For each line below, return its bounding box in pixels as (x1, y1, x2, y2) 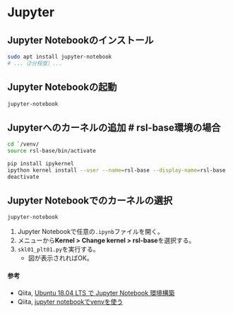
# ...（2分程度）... (7, 59, 62, 67)
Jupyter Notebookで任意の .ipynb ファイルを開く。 (17, 228, 164, 236)
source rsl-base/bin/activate (7, 148, 97, 155)
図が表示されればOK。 (28, 254, 93, 262)
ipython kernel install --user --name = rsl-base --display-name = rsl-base (7, 167, 226, 174)
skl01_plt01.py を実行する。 (17, 245, 100, 254)
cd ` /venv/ (7, 141, 40, 148)
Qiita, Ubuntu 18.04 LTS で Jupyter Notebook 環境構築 (17, 288, 175, 297)
